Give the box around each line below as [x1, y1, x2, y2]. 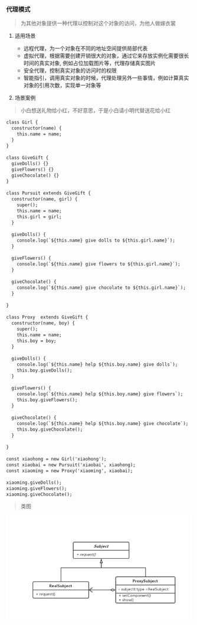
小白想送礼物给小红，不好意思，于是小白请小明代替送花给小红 [20, 107, 171, 114]
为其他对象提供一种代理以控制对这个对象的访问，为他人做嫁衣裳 [20, 19, 176, 27]
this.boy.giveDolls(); [17, 367, 73, 373]
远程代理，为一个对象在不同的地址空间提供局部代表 [23, 45, 148, 52]
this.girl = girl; [17, 214, 62, 220]
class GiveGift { [6, 155, 49, 161]
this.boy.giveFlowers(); [17, 397, 78, 403]
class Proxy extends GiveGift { [6, 314, 88, 320]
